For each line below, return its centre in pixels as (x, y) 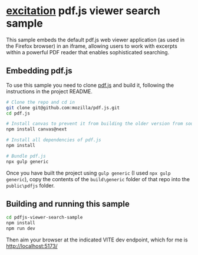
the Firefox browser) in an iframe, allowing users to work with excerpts (92, 46)
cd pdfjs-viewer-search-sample (44, 218)
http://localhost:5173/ (32, 246)
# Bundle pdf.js (26, 156)
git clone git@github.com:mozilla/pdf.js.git (63, 107)
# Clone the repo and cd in (41, 102)
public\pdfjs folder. (30, 185)
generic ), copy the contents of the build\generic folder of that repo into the (98, 179)
